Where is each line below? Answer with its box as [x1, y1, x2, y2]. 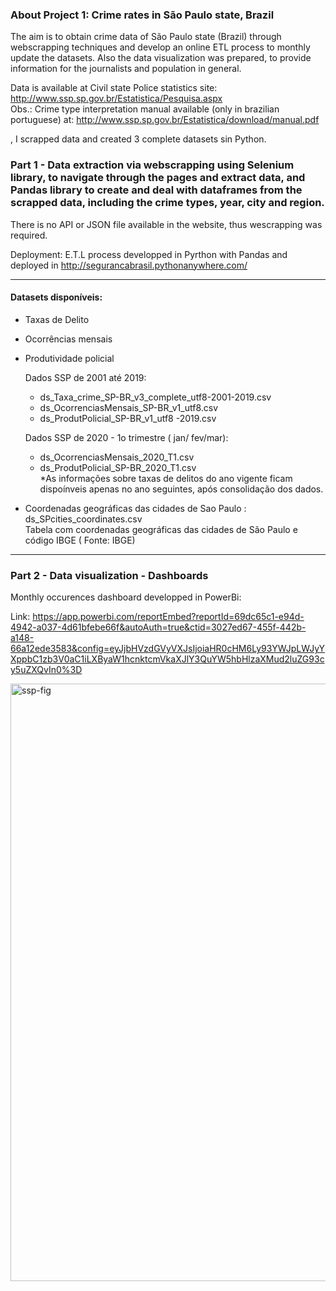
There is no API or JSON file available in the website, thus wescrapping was [10, 218, 323, 230]
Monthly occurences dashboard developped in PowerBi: [10, 591, 242, 603]
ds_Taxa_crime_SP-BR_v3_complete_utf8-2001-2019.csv [39, 391, 272, 403]
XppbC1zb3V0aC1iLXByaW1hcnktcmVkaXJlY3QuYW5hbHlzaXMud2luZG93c [10, 653, 325, 665]
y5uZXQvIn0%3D [10, 664, 83, 676]
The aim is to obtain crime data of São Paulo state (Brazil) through [10, 31, 282, 43]
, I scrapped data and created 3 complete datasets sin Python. [10, 133, 267, 145]
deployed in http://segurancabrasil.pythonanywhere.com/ [10, 259, 248, 271]
